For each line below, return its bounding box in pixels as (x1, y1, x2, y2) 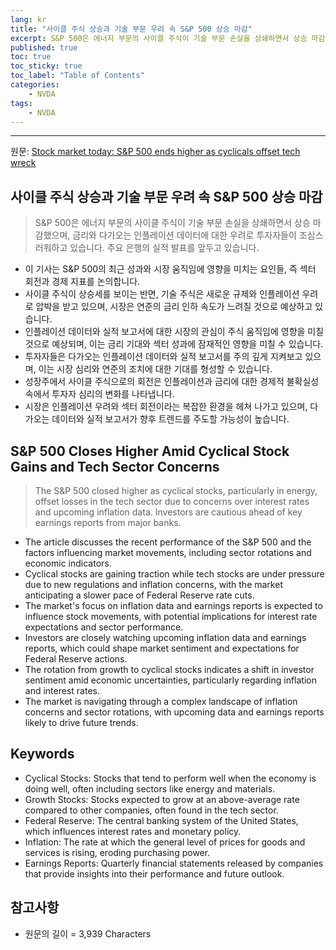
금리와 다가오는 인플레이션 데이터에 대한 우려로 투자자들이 (72, 229, 297, 241)
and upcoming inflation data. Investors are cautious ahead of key (34, 506, 303, 518)
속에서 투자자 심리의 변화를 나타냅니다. (24, 388, 175, 400)
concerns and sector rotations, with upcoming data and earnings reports (24, 706, 325, 718)
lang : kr (10, 14, 47, 25)
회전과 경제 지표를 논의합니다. (24, 276, 141, 288)
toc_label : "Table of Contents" (10, 71, 145, 81)
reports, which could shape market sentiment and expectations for (24, 642, 300, 654)
